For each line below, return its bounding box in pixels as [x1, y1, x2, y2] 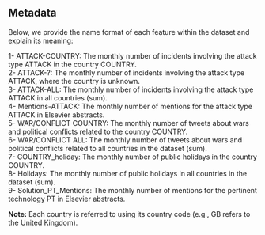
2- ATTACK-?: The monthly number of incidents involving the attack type [8, 67, 245, 78]
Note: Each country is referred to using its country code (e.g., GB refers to [8, 209, 251, 218]
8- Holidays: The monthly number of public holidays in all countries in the [8, 169, 248, 178]
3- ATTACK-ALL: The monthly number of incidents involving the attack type [8, 85, 254, 94]
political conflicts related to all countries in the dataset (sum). [8, 143, 207, 153]
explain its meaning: [8, 36, 74, 45]
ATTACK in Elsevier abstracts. [8, 110, 105, 119]
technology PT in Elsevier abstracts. [8, 194, 126, 203]
